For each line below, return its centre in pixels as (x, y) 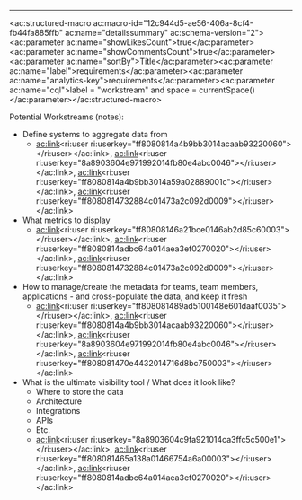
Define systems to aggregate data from (95, 134)
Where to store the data (80, 392)
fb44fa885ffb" (36, 33)
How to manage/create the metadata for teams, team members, (140, 287)
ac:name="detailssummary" (116, 33)
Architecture (59, 401)
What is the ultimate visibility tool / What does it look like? (129, 382)
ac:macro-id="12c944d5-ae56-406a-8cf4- (173, 23)
